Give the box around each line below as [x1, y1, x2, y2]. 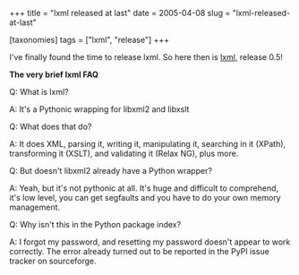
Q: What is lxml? [9, 87, 69, 97]
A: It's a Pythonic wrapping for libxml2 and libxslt [9, 104, 190, 115]
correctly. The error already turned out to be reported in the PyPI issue [9, 246, 270, 256]
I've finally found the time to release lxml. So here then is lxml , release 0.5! [9, 52, 284, 62]
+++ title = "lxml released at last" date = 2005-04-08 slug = [9, 8, 231, 18]
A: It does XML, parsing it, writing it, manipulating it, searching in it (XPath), [9, 139, 286, 149]
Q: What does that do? [9, 121, 92, 132]
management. [9, 202, 61, 212]
